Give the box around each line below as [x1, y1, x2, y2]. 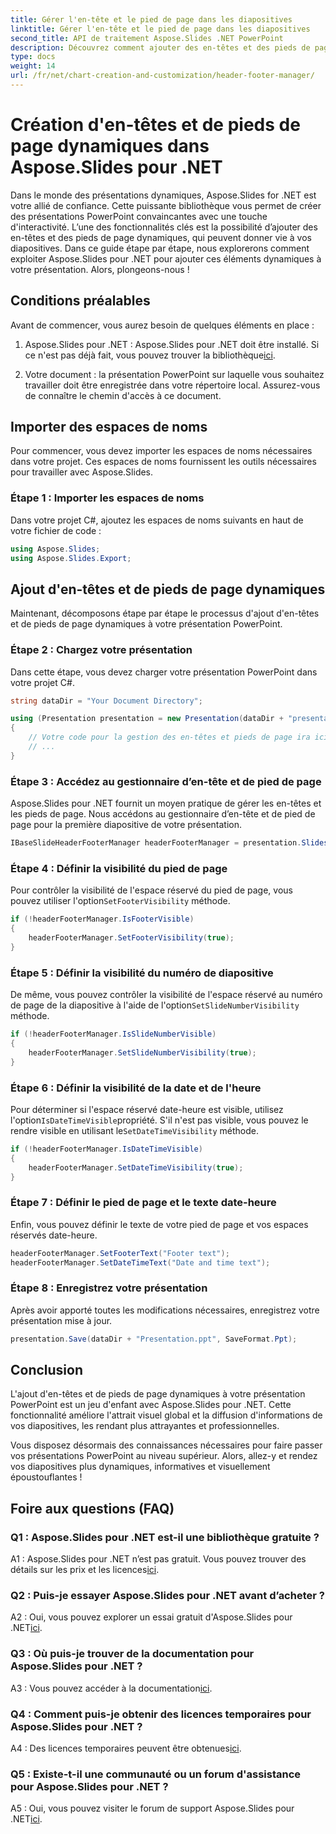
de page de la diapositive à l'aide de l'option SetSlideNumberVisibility [10, 999, 300, 1011]
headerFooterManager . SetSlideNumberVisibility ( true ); [28, 1047, 257, 1058]
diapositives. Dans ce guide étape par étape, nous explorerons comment [10, 242, 310, 254]
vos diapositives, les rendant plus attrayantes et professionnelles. [10, 1420, 280, 1432]
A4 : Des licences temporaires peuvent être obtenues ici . [10, 1742, 242, 1755]
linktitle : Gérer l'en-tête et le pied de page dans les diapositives [10, 24, 311, 34]
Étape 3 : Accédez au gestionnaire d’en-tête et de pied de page [10, 774, 322, 788]
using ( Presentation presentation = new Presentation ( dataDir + [10, 714, 284, 724]
